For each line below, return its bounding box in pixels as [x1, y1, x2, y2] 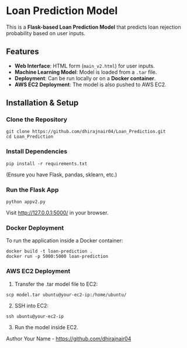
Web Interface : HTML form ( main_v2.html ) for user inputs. [14, 62, 155, 69]
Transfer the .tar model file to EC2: [14, 280, 98, 288]
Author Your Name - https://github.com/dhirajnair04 [6, 335, 131, 342]
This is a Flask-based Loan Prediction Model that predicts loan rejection [6, 23, 181, 30]
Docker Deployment [6, 224, 64, 232]
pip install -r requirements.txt [6, 161, 88, 166]
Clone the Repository [6, 115, 68, 124]
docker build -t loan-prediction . [6, 248, 93, 254]
